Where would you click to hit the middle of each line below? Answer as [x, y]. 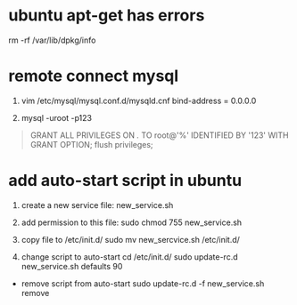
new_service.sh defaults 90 [72, 266]
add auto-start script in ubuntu [125, 181]
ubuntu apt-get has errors [107, 16]
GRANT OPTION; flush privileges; [91, 144]
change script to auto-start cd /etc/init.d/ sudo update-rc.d [129, 257]
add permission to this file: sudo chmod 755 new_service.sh [132, 222]
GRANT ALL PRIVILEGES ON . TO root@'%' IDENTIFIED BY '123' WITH [159, 135]
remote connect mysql [94, 76]
